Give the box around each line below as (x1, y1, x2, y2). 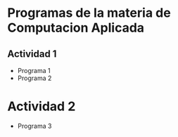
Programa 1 (17, 67, 51, 74)
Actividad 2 (7, 98, 76, 115)
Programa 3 (17, 122, 52, 130)
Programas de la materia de (7, 5, 171, 21)
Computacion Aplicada (7, 20, 145, 36)
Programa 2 (17, 74, 52, 82)
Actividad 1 (7, 48, 57, 60)
